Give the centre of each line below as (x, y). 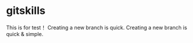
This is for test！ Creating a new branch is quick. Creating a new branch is (97, 27)
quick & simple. (25, 34)
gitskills (26, 11)
